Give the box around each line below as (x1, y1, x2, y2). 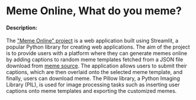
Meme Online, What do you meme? (6, 4, 182, 18)
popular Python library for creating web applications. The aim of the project (6, 43, 191, 51)
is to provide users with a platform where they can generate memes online (6, 50, 188, 57)
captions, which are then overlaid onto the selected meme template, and (6, 69, 183, 76)
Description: (6, 24, 37, 31)
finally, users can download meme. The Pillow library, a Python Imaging (6, 75, 181, 82)
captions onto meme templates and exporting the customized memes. (6, 88, 177, 95)
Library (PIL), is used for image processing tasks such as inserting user (6, 81, 180, 88)
